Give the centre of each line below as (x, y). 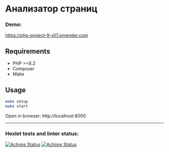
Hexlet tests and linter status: (42, 133)
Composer (23, 69)
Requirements (28, 51)
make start (17, 106)
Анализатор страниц (52, 9)
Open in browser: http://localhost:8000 (46, 116)
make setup (17, 102)
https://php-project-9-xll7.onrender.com (47, 35)
